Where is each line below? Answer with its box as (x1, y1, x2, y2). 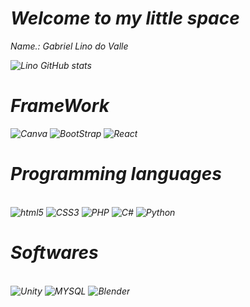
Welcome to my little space (10, 7, 240, 30)
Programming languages (10, 163, 222, 186)
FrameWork (10, 95, 110, 117)
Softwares (10, 242, 99, 264)
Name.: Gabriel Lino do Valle (10, 40, 129, 52)
